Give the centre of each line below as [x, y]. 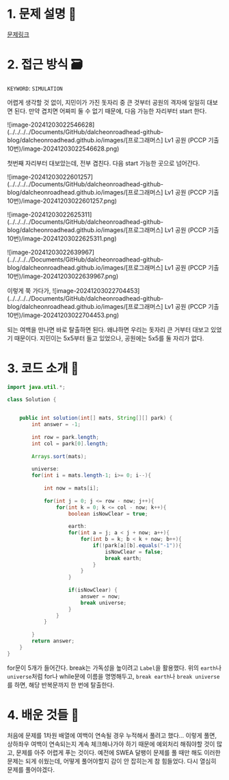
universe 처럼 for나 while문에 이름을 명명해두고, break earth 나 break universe [113, 676]
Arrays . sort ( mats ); [59, 456]
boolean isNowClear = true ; [108, 514]
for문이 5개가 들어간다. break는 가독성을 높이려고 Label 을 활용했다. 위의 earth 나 [114, 668]
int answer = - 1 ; [56, 425]
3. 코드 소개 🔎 [43, 369]
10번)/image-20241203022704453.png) [63, 315]
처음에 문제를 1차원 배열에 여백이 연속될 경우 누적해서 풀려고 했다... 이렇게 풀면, [112, 735]
